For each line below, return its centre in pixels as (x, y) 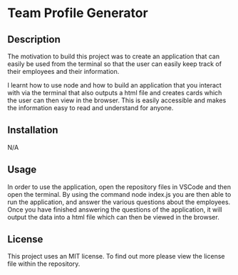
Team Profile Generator (78, 13)
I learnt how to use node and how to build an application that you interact (115, 85)
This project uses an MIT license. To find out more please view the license (116, 257)
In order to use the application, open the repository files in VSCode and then (119, 187)
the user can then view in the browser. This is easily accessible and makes (117, 100)
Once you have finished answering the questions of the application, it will (115, 209)
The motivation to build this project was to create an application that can (113, 56)
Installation (33, 130)
